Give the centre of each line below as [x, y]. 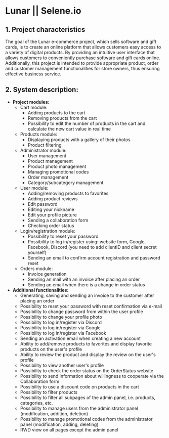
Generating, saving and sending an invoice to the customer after [87, 295]
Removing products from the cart [62, 118]
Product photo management [57, 166]
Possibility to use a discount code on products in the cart [79, 386]
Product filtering [45, 145]
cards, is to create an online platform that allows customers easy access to [83, 47]
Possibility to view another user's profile [62, 365]
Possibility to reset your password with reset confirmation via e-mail [91, 306]
